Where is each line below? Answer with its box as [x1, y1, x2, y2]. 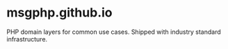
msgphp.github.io [6, 5, 113, 21]
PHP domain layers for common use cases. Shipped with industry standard [6, 28, 221, 36]
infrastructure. [6, 35, 48, 43]
